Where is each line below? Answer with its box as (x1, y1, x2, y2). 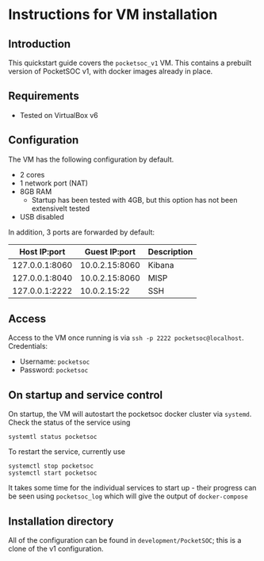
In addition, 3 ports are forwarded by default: (8, 227, 155, 237)
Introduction (8, 37, 71, 51)
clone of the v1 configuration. (8, 544, 105, 554)
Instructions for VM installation (8, 6, 218, 24)
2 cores (19, 170, 45, 179)
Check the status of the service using (8, 418, 131, 427)
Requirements (8, 90, 79, 103)
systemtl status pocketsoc (8, 433, 98, 441)
